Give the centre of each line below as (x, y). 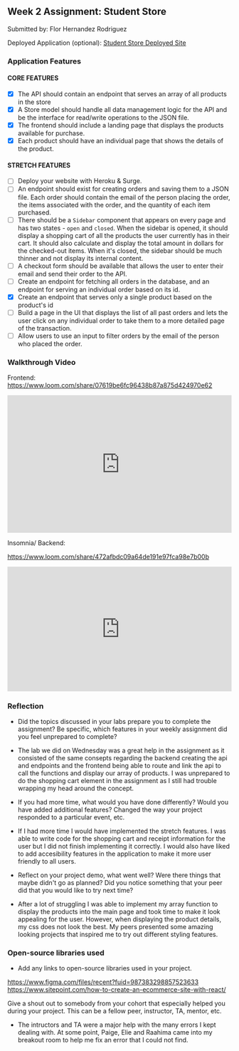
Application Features (44, 61)
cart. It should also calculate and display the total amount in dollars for (121, 243)
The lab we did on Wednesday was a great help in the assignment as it (121, 750)
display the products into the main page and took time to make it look (119, 912)
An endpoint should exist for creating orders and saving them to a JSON (123, 189)
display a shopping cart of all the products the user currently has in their (123, 235)
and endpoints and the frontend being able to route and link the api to (119, 766)
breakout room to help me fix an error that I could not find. (103, 1040)
